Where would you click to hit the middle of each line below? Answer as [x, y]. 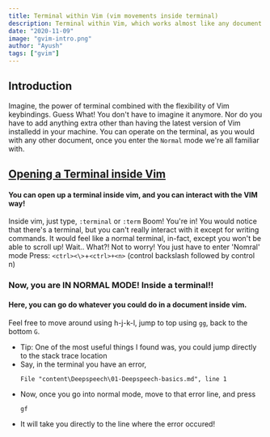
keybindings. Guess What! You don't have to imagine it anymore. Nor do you [135, 114]
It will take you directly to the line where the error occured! [118, 424]
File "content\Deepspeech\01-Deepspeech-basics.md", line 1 [123, 379]
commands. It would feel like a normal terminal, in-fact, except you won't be [135, 239]
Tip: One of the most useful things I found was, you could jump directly [138, 347]
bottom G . [24, 331]
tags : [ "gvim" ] [34, 53]
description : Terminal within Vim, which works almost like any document [135, 23]
